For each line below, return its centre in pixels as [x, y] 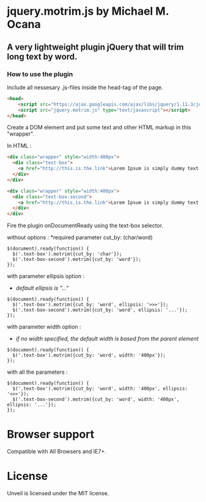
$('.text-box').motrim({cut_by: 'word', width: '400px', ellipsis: [100, 389]
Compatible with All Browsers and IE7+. [57, 452]
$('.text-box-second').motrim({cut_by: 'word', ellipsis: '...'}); [100, 310]
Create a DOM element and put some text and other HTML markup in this [99, 128]
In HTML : [19, 146]
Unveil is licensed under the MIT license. [58, 493]
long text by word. [42, 56]
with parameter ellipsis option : [46, 276]
